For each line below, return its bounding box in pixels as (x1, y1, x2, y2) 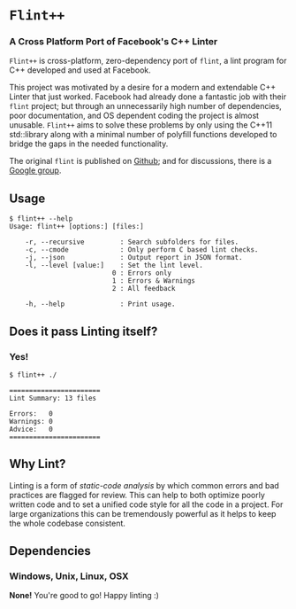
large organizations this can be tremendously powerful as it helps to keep (9, 508, 277, 519)
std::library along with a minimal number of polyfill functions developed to (9, 129, 277, 140)
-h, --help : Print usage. (25, 300, 176, 308)
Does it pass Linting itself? (9, 324, 158, 339)
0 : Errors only (111, 269, 172, 277)
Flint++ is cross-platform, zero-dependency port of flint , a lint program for (9, 56, 287, 66)
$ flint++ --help (9, 215, 73, 223)
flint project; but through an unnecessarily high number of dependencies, (9, 101, 283, 112)
